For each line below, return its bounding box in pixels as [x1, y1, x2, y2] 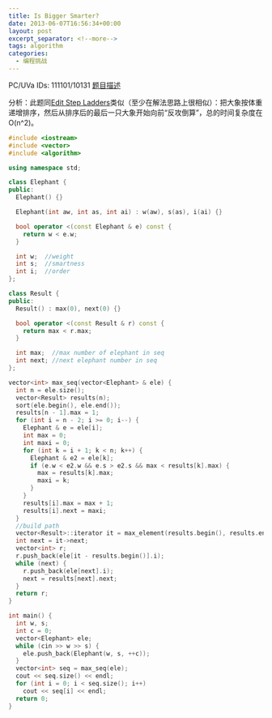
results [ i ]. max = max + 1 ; [23, 499, 114, 507]
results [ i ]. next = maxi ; [23, 506, 107, 515]
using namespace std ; [8, 164, 82, 172]
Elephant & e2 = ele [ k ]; [29, 454, 114, 462]
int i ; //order [15, 267, 70, 276]
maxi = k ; [37, 477, 70, 485]
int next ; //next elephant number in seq [15, 357, 158, 365]
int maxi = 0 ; [23, 438, 70, 447]
